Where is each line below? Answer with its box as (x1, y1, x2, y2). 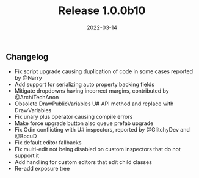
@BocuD (14, 132, 37, 140)
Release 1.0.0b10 (58, 4, 146, 18)
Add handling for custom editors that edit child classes (14, 158, 152, 166)
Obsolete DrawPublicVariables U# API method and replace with (14, 100, 174, 107)
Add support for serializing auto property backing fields (14, 80, 155, 88)
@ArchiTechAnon (14, 94, 59, 101)
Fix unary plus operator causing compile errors (14, 113, 133, 121)
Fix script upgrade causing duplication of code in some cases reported (14, 68, 194, 75)
